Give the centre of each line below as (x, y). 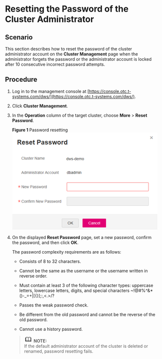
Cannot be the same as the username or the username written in (84, 271)
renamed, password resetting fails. (59, 351)
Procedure (21, 79)
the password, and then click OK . (45, 242)
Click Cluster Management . (40, 106)
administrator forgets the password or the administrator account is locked (78, 59)
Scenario (19, 37)
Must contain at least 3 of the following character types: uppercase (86, 285)
